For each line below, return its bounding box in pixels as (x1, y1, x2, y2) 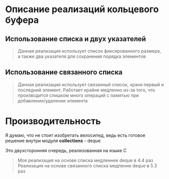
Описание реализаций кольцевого (5, 4, 159, 15)
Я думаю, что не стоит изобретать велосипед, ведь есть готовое (5, 132, 145, 138)
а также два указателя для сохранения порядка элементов (17, 53, 146, 59)
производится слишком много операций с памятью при (17, 92, 139, 98)
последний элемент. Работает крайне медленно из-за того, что (17, 87, 155, 93)
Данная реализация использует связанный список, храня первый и (17, 81, 164, 87)
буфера (5, 14, 39, 26)
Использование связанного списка (5, 68, 123, 77)
